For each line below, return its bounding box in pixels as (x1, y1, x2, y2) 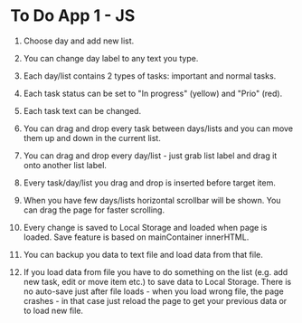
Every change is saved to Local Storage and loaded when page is (23, 222, 268, 233)
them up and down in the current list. (23, 132, 161, 143)
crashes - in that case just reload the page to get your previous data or (23, 295, 288, 306)
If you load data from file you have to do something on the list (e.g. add (23, 266, 288, 277)
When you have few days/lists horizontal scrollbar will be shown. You (23, 195, 281, 205)
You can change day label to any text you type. (23, 52, 199, 63)
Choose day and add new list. (23, 35, 135, 46)
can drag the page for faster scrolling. (23, 204, 165, 215)
